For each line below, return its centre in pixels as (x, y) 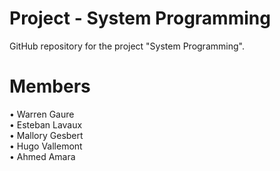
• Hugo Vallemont (46, 146)
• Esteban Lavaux (46, 124)
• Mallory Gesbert (46, 135)
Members (50, 86)
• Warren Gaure (42, 114)
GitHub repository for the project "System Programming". (127, 46)
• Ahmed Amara (42, 156)
